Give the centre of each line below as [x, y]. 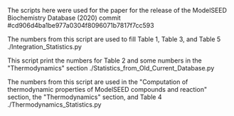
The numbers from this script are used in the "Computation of [98, 82]
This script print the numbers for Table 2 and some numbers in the [105, 60]
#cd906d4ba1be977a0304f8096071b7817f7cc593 [81, 25]
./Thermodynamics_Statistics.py [54, 105]
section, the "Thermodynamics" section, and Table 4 [85, 97]
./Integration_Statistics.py [44, 47]
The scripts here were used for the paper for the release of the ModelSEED [117, 10]
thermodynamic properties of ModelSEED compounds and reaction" [107, 89]
